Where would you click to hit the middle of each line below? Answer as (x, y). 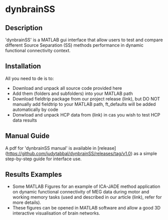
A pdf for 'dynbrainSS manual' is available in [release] (61, 148)
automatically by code (35, 109)
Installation (23, 66)
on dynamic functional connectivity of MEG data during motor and (81, 192)
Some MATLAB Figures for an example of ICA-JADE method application (86, 186)
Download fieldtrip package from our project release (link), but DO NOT (86, 98)
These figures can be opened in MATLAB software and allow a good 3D (87, 208)
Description (24, 28)
